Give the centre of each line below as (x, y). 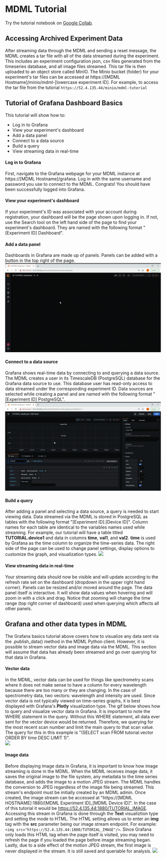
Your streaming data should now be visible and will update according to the (82, 577)
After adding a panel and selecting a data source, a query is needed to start (82, 511)
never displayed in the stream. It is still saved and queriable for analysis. (78, 851)
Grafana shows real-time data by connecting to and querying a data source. (82, 373)
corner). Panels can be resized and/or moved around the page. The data (79, 587)
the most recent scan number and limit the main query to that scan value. (80, 727)
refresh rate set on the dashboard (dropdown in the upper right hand (75, 582)
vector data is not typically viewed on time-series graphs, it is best (73, 701)
